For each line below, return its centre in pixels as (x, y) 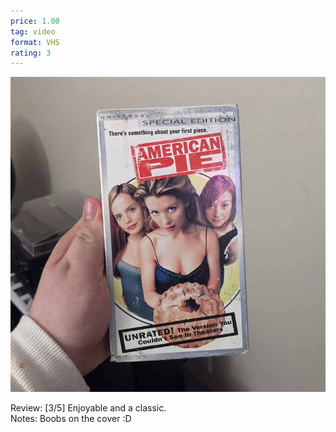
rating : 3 (31, 53)
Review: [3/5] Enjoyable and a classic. (88, 408)
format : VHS (35, 42)
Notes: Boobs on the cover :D (71, 419)
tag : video (33, 31)
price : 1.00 (35, 21)
